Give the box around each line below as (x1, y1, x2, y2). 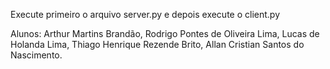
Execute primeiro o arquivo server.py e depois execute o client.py (10, 9, 281, 20)
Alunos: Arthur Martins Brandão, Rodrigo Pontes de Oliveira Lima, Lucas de (10, 28, 320, 39)
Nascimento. (10, 49, 63, 61)
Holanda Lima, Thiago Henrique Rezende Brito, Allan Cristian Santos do (10, 39, 305, 50)
